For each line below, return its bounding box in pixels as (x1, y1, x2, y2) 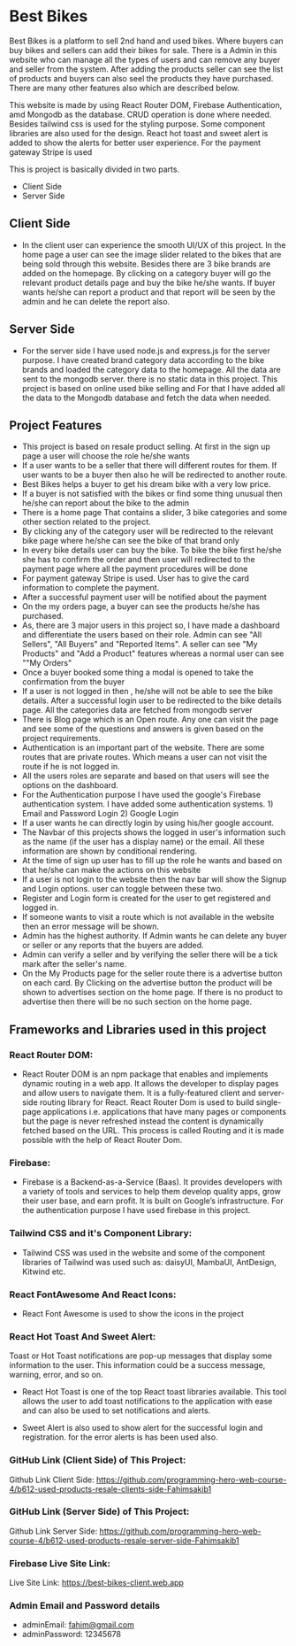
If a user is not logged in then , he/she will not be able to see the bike (21, 686, 274, 697)
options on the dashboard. (21, 780, 118, 791)
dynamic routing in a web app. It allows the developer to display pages (21, 1078, 279, 1089)
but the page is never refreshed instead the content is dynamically (21, 1116, 264, 1126)
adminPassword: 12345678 (21, 1629, 122, 1640)
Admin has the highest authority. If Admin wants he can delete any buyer (21, 931, 287, 941)
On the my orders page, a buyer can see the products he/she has (21, 601, 261, 612)
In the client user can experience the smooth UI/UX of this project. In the (21, 239, 286, 250)
